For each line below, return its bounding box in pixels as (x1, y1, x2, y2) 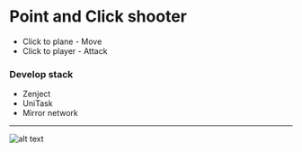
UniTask (22, 98, 53, 109)
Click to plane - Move (22, 36, 102, 47)
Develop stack (9, 67, 74, 80)
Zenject (22, 88, 51, 100)
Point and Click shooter (9, 6, 187, 27)
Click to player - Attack (22, 45, 108, 56)
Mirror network (22, 108, 78, 119)
